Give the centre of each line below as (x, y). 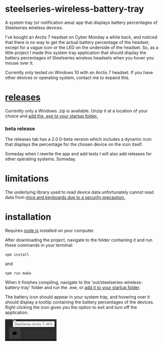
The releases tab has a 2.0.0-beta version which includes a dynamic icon (78, 139)
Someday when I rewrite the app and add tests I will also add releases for (78, 154)
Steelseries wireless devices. (34, 27)
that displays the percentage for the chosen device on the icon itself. (74, 144)
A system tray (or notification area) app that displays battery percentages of (81, 22)
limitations (27, 179)
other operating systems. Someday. (41, 159)
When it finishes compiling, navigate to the (48, 282)
